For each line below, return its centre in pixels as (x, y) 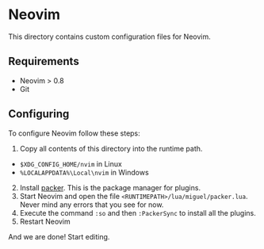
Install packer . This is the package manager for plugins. (110, 187)
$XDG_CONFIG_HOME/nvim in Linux (71, 163)
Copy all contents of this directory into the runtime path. (111, 148)
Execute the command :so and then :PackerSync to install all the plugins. (138, 213)
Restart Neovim (45, 221)
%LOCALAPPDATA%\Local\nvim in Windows (84, 172)
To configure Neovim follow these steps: (74, 133)
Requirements (44, 61)
